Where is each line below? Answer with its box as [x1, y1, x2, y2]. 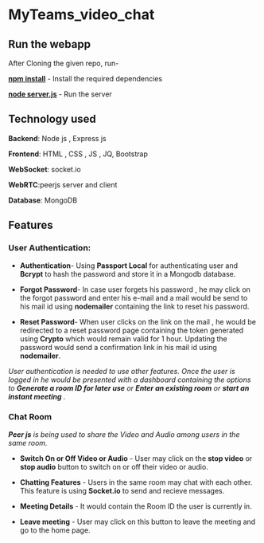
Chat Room [8, 411, 52, 423]
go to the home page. [19, 525, 91, 535]
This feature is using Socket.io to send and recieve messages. [19, 486, 225, 495]
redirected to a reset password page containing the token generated [19, 325, 244, 335]
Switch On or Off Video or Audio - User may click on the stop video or [19, 453, 253, 463]
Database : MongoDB [8, 195, 78, 205]
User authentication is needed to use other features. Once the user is [8, 366, 236, 376]
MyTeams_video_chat [8, 6, 155, 24]
